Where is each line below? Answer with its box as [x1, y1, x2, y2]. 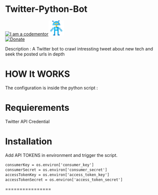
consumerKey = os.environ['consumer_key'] [5, 162, 94, 167]
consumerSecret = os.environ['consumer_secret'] [5, 167, 107, 172]
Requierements [5, 102, 69, 113]
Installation [5, 136, 53, 147]
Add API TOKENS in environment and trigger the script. [5, 152, 118, 158]
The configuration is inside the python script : [5, 85, 98, 91]
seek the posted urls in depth [5, 51, 65, 57]
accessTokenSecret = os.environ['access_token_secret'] [5, 177, 123, 182]
